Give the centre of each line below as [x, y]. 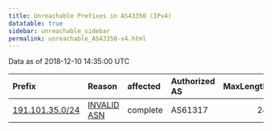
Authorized [193, 82]
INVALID [104, 105]
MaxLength [246, 87]
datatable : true [36, 23]
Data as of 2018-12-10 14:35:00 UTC [69, 61]
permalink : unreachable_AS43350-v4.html [78, 38]
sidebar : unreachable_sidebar [59, 31]
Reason [102, 87]
